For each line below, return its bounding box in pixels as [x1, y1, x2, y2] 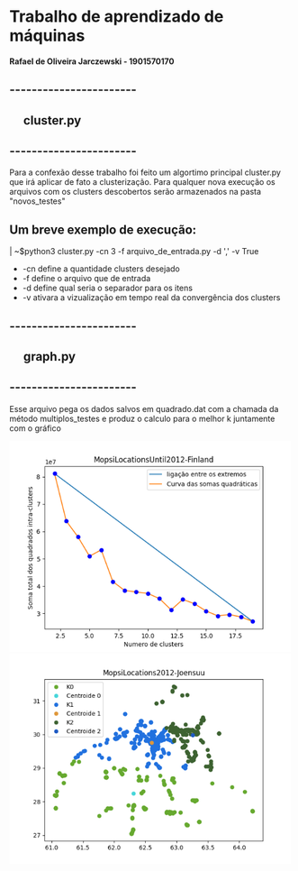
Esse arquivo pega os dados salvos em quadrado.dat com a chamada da [9, 403, 279, 414]
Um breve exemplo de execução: [9, 222, 197, 237]
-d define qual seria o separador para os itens [22, 282, 194, 294]
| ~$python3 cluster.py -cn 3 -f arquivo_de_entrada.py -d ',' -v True [9, 246, 259, 257]
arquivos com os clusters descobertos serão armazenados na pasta [9, 187, 262, 197]
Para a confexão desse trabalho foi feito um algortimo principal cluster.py [9, 167, 282, 178]
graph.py [23, 349, 77, 364]
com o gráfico [9, 422, 61, 434]
